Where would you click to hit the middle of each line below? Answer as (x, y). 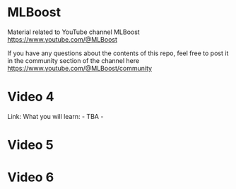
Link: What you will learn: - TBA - (55, 116)
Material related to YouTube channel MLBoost (73, 32)
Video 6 (31, 177)
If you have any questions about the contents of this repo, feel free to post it (118, 53)
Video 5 (31, 145)
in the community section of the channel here (73, 60)
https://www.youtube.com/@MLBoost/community (80, 68)
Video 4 (31, 97)
